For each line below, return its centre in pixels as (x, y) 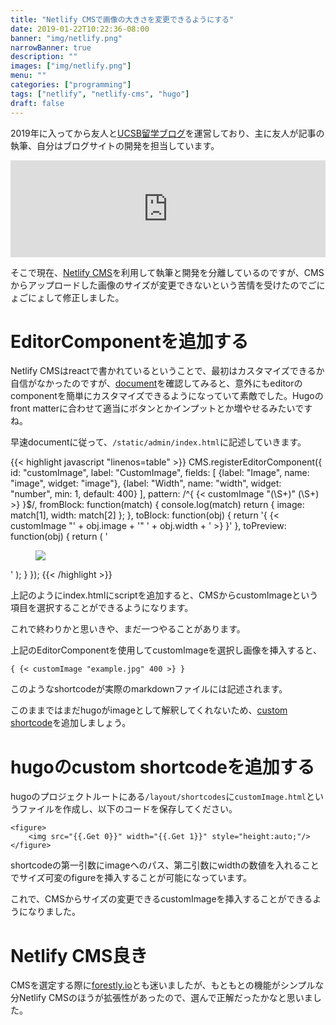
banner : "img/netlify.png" (66, 38)
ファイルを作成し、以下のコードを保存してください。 (128, 809)
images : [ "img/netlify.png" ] (71, 66)
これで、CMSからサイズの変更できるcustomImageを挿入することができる (161, 899)
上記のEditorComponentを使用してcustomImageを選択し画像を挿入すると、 (166, 650)
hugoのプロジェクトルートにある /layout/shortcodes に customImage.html (158, 797)
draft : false (37, 103)
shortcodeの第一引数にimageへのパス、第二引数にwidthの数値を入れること (165, 865)
